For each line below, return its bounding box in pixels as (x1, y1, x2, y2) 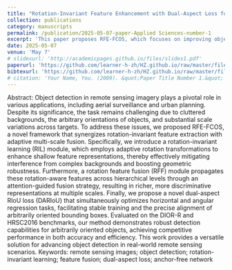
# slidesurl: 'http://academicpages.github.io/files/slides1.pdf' (7, 55, 202, 62)
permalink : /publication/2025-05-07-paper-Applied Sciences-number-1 (7, 29, 212, 37)
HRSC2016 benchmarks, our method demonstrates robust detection (7, 219, 201, 227)
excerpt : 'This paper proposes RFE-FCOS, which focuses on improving (7, 36, 212, 43)
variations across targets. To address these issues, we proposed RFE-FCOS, (7, 123, 224, 132)
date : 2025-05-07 (7, 42, 57, 49)
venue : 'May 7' (7, 49, 51, 56)
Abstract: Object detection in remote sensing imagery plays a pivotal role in (7, 93, 222, 102)
